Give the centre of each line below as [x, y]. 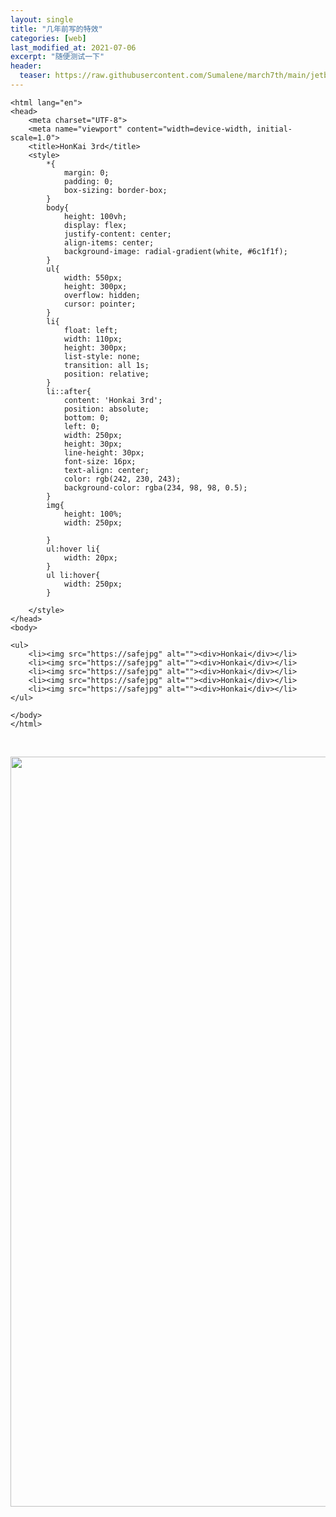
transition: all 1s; [106, 365]
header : [26, 66]
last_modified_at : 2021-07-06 [73, 47]
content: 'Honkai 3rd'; [113, 400]
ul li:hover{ [73, 575]
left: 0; [82, 426]
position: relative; [106, 374]
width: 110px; [93, 339]
